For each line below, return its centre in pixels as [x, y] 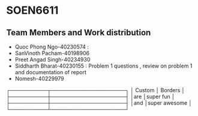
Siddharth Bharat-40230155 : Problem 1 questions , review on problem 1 [103, 66]
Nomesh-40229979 [39, 79]
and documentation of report [51, 72]
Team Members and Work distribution [79, 33]
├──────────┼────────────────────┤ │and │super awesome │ [99, 103]
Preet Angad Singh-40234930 [52, 59]
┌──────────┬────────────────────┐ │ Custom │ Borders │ [96, 90]
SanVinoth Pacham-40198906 [52, 53]
